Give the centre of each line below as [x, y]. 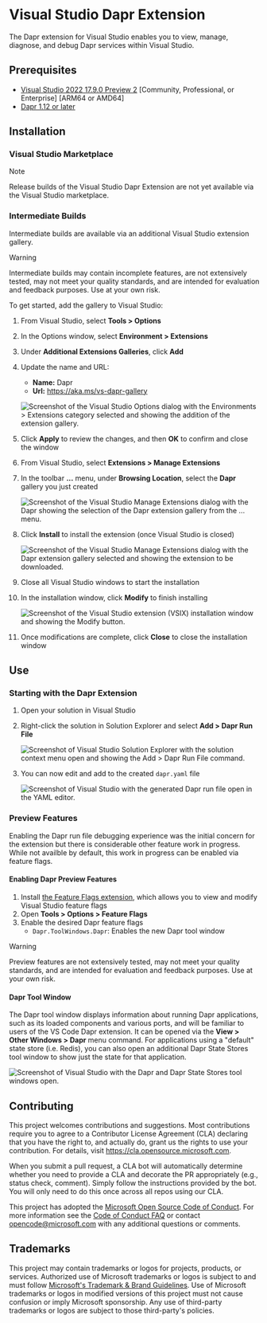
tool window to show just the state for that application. [98, 1057]
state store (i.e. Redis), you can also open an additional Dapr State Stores [129, 1049]
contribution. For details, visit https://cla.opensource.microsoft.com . [120, 1150]
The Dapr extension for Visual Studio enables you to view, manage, [119, 37]
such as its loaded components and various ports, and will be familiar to [127, 1023]
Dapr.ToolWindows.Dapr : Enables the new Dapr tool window [129, 931]
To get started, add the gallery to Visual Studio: [86, 305]
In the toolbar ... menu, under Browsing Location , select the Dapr [128, 478]
